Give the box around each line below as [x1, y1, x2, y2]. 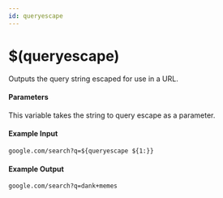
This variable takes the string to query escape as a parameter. [8, 110, 216, 120]
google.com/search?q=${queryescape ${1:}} [8, 147, 154, 155]
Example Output [8, 164, 65, 174]
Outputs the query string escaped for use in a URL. [8, 74, 178, 84]
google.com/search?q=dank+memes [8, 182, 118, 191]
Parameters [8, 93, 49, 102]
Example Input [8, 129, 58, 139]
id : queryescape [8, 11, 63, 20]
